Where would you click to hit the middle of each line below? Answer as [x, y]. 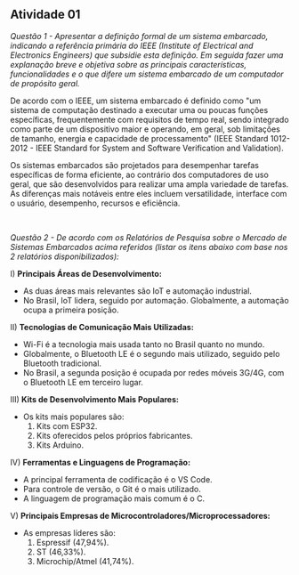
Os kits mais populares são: [73, 417]
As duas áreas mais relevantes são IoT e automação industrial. [137, 291]
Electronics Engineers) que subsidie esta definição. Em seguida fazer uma [147, 55]
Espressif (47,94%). [73, 542]
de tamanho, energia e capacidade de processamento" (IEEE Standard [139, 138]
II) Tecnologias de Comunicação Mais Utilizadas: [102, 327]
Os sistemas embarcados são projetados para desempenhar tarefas [134, 165]
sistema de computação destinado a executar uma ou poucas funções [139, 109]
